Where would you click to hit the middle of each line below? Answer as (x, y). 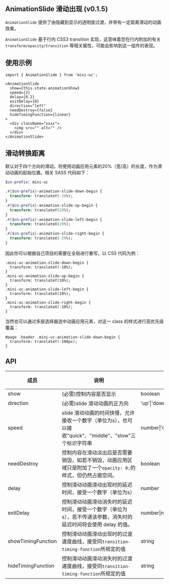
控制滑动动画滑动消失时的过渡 (97, 558)
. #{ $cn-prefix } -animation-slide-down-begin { (54, 191)
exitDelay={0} (24, 101)
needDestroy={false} (31, 110)
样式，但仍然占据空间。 (89, 475)
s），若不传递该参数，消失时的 (97, 517)
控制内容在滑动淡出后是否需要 (97, 452)
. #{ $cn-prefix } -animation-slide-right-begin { (55, 233)
